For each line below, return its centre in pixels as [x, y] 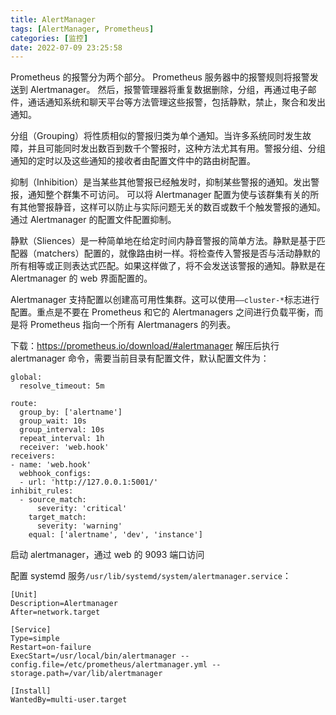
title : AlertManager [53, 19]
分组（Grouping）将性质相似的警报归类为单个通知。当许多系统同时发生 [156, 136]
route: [24, 404]
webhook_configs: [55, 474]
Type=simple [35, 639]
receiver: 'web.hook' [64, 447]
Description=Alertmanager [64, 604]
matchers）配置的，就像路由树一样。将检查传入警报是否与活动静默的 [178, 253]
